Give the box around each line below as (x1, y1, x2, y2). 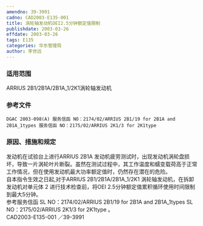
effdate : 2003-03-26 (6, 32, 59, 38)
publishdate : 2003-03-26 (6, 25, 69, 32)
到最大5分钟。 (6, 190, 42, 198)
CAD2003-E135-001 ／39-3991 (6, 213, 85, 221)
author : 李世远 (6, 48, 42, 55)
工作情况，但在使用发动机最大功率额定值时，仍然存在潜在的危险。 (6, 168, 171, 175)
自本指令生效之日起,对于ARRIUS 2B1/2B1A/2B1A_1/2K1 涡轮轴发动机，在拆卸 (6, 175, 195, 182)
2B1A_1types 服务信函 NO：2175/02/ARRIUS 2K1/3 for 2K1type (6, 122, 156, 129)
